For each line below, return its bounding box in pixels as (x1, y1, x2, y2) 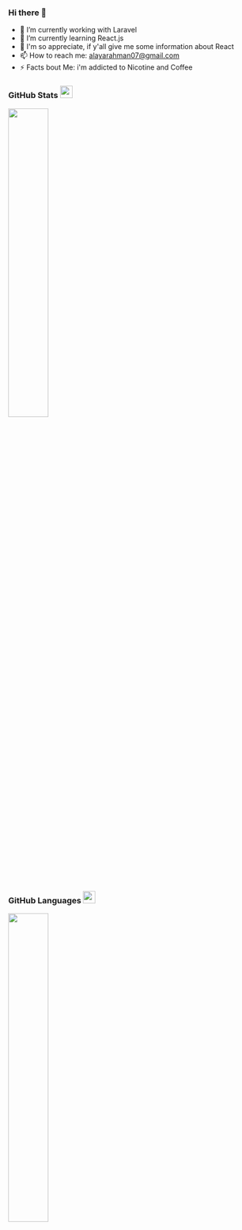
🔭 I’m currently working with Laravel (19, 25, 137, 35)
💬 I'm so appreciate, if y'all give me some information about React (19, 42, 235, 51)
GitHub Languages (8, 895, 81, 906)
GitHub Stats (8, 90, 59, 101)
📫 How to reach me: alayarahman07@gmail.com (19, 51, 180, 60)
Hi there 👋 (8, 7, 47, 18)
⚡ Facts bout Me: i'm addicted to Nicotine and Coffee (19, 62, 193, 72)
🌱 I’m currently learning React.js (19, 33, 124, 43)
